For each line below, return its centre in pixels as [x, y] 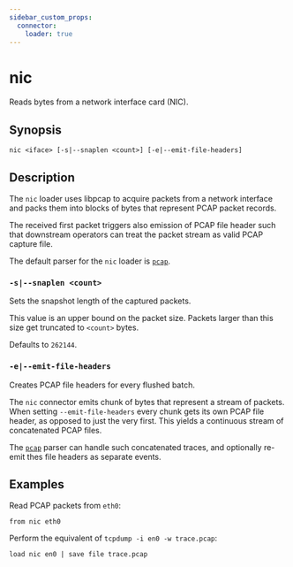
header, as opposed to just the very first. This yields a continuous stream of [146, 420]
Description [42, 177]
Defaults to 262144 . [43, 345]
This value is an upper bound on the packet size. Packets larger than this [141, 318]
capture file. [31, 243]
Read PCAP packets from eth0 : [65, 506]
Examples [37, 484]
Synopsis [35, 130]
